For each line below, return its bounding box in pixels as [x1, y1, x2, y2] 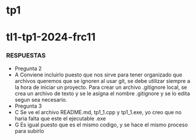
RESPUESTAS [6, 51, 46, 59]
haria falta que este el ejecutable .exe [14, 115, 106, 122]
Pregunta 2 [14, 65, 43, 72]
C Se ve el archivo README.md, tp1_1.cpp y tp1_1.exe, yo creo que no [14, 108, 182, 115]
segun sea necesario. [14, 96, 67, 103]
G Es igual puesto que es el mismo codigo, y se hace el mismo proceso [14, 121, 188, 128]
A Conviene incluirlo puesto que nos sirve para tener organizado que [14, 71, 182, 78]
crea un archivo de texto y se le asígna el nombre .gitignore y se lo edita [14, 89, 190, 97]
